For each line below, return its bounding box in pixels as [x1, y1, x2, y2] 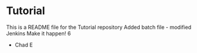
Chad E [14, 41, 33, 48]
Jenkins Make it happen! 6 [6, 29, 71, 37]
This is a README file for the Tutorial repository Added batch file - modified [6, 24, 192, 31]
